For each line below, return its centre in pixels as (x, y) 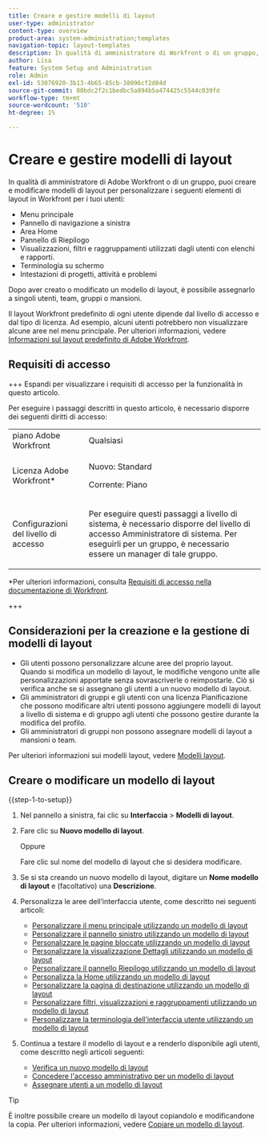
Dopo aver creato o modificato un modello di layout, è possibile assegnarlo (132, 289)
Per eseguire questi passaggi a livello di (163, 513)
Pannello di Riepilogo (54, 240)
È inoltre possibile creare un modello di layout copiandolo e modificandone (131, 1116)
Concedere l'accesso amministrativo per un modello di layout (133, 1076)
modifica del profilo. (53, 723)
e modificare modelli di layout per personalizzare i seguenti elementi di (125, 190)
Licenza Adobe (41, 471)
